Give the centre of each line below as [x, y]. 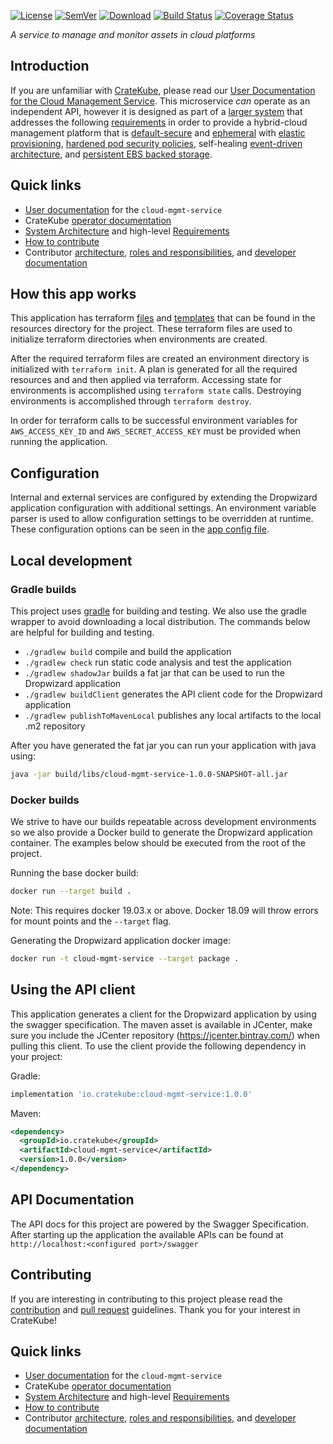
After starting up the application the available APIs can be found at [147, 1234]
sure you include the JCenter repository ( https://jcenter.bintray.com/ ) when [165, 1035]
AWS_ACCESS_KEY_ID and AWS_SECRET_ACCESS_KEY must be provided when [156, 431]
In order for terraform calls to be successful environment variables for [154, 421]
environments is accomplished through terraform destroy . [131, 401]
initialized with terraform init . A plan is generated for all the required [154, 369]
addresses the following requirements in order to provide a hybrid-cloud [159, 122]
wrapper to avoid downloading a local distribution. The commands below [160, 621]
